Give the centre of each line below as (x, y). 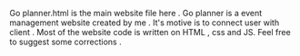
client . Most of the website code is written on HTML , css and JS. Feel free (150, 32)
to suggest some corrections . (65, 42)
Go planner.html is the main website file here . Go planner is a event (135, 13)
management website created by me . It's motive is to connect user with (145, 23)
